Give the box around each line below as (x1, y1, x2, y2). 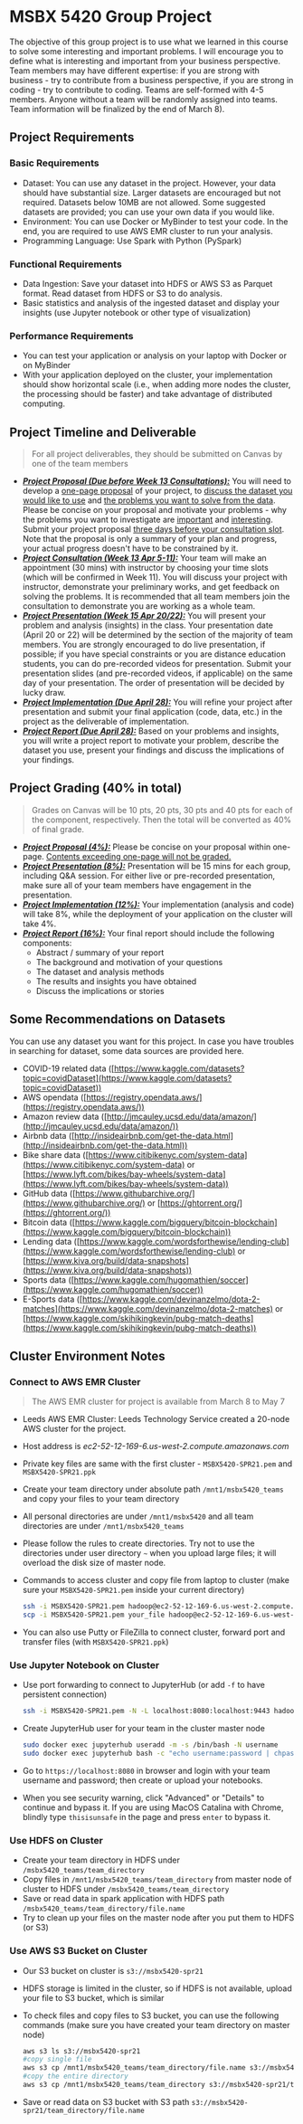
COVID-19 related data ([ (22, 1063, 115, 1074)
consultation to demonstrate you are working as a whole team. (22, 601, 256, 612)
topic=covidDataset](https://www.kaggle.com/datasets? (22, 1072, 232, 1083)
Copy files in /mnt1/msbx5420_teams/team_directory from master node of (22, 1874, 292, 1885)
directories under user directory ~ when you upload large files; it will (22, 1548, 277, 1559)
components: (22, 937, 72, 948)
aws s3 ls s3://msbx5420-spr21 (22, 2046, 141, 2055)
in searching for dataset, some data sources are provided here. (9, 1045, 244, 1056)
